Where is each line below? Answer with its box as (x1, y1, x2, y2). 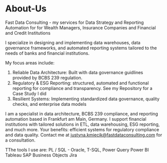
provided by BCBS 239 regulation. (12, 75, 83, 81)
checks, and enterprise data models (12, 101, 87, 107)
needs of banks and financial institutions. (5, 50, 90, 56)
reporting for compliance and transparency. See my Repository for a (12, 85, 153, 91)
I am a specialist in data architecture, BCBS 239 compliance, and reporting (5, 110, 158, 117)
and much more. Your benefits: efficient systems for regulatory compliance (5, 126, 160, 132)
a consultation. (5, 137, 36, 143)
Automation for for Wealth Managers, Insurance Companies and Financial (5, 24, 156, 30)
